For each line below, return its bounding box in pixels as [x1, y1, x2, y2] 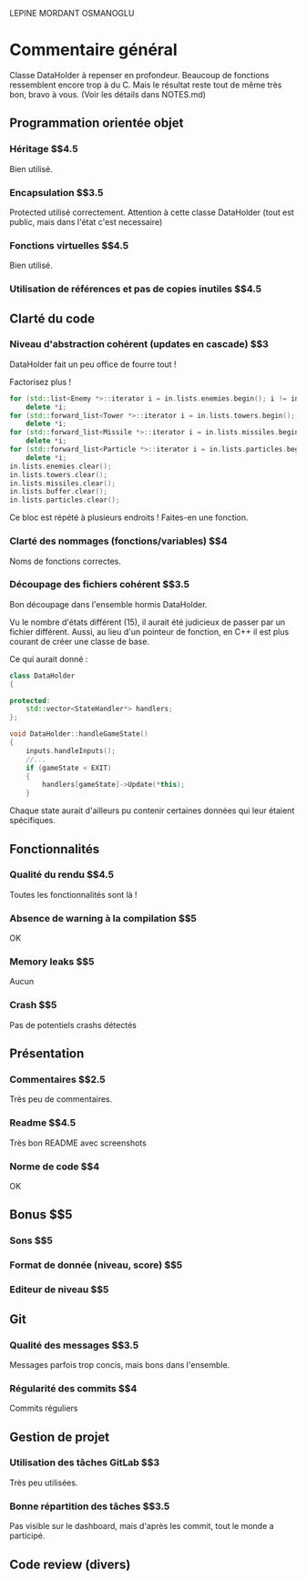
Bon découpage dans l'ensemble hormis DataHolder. [9, 598, 208, 609]
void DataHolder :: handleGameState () [9, 729, 148, 739]
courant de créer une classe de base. [9, 636, 150, 647]
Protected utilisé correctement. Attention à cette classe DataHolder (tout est [9, 207, 294, 218]
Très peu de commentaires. [9, 1094, 113, 1105]
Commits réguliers [9, 1402, 78, 1414]
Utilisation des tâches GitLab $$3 [9, 1456, 160, 1469]
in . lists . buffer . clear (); [9, 487, 107, 496]
